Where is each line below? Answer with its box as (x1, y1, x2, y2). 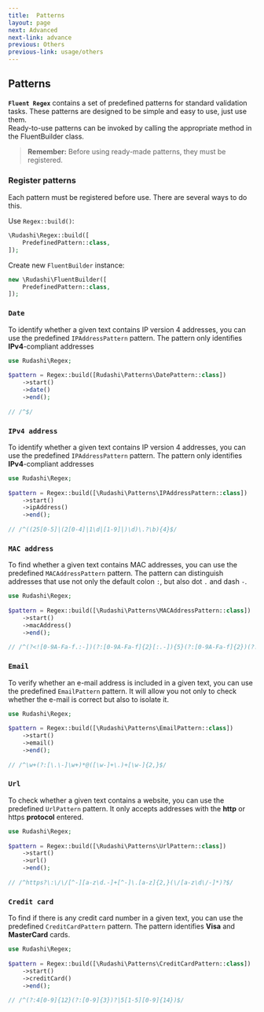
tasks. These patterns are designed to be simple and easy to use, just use (8, 106, 247, 116)
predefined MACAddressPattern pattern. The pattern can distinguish (8, 568, 224, 578)
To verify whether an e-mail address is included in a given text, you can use (8, 678, 254, 687)
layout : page (8, 19, 51, 27)
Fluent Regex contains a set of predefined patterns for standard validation (8, 98, 247, 107)
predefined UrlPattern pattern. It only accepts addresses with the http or (8, 803, 246, 813)
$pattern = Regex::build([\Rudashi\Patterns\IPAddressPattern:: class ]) (8, 489, 247, 497)
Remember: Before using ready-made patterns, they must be (27, 146, 226, 156)
